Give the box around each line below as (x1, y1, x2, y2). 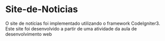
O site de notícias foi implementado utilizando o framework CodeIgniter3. (5, 20, 160, 26)
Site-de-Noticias (5, 4, 78, 15)
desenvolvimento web (5, 31, 52, 37)
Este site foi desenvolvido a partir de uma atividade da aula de (5, 25, 137, 31)
